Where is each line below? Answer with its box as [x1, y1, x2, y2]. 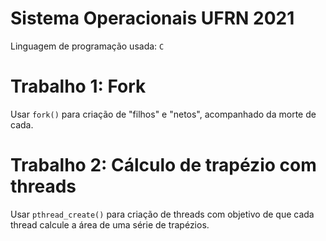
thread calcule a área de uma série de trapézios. [10, 218, 210, 231]
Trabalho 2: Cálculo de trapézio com [10, 154, 317, 177]
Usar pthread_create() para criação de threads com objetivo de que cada [10, 208, 315, 220]
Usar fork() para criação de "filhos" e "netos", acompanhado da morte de [10, 108, 317, 120]
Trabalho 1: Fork [10, 75, 147, 98]
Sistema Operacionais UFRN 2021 [10, 7, 295, 30]
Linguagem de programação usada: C [10, 40, 165, 52]
